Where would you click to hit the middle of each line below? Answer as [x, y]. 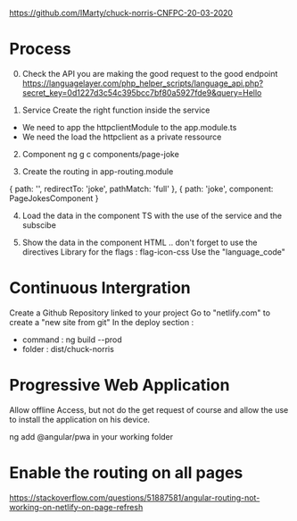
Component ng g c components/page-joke [101, 154]
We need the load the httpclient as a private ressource [122, 137]
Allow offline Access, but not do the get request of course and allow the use [149, 409]
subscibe [39, 225]
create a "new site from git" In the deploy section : [102, 322]
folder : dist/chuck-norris [68, 349]
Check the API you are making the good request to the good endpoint [150, 73]
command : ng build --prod [72, 340]
